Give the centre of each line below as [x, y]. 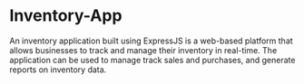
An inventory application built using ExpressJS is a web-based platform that [151, 41]
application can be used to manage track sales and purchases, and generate [152, 60]
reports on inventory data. [58, 70]
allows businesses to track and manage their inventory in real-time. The [143, 50]
